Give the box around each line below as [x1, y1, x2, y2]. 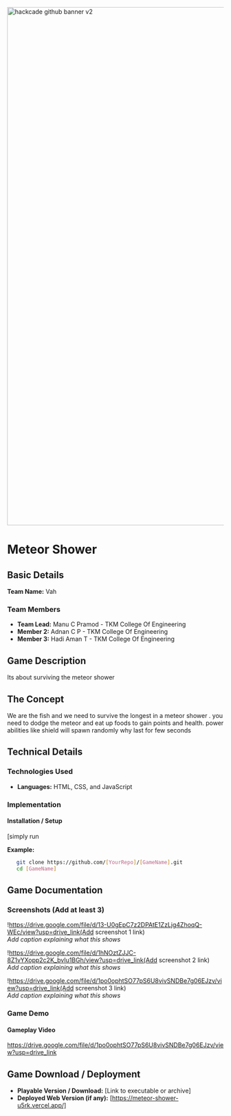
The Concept [7, 693, 64, 705]
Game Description [7, 655, 87, 666]
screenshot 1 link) [95, 928, 146, 937]
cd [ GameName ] [16, 865, 57, 872]
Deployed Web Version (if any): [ [16, 1094, 113, 1102]
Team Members [7, 604, 60, 614]
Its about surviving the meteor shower [7, 673, 115, 681]
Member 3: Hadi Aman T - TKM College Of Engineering [16, 635, 175, 644]
